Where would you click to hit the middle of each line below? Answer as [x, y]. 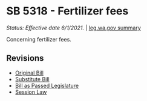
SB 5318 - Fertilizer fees [67, 11]
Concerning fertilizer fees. [39, 39]
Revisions [25, 58]
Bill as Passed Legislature [47, 85]
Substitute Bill [32, 79]
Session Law [31, 92]
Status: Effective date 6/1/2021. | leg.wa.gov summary [73, 28]
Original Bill [29, 73]
